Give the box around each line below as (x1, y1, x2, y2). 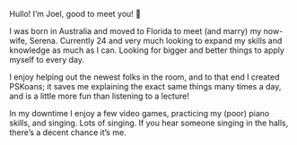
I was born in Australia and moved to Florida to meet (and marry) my (9, 26, 262, 36)
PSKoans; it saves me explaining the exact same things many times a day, (9, 81, 282, 91)
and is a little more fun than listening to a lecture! (9, 90, 190, 101)
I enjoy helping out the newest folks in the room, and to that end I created (9, 72, 280, 82)
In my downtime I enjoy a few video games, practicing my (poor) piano (9, 108, 270, 118)
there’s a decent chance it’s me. (9, 127, 127, 138)
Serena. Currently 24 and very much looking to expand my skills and (29, 36, 283, 46)
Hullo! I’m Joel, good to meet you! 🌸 (9, 9, 142, 19)
